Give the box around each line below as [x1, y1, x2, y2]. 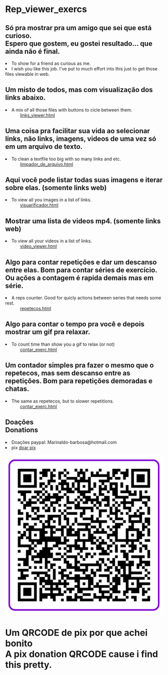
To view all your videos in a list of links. [12, 238, 92, 244]
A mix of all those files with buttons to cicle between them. [12, 107, 132, 113]
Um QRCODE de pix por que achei [5, 627, 148, 638]
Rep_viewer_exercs [5, 4, 87, 15]
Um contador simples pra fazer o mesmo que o [5, 361, 154, 370]
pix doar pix [12, 444, 36, 450]
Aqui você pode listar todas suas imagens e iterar [5, 176, 163, 184]
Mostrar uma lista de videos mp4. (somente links [5, 217, 161, 225]
